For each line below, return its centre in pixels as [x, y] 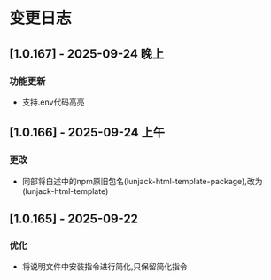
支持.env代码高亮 [53, 102]
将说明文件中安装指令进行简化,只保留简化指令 [105, 267]
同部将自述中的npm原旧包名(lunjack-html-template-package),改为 [142, 181]
